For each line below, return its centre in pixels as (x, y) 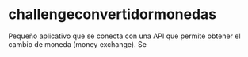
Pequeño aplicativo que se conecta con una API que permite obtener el (124, 36)
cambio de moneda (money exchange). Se (77, 44)
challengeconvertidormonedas (113, 14)
